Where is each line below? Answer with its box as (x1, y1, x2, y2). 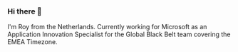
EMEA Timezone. (7, 38, 58, 46)
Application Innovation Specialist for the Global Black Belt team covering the (7, 30, 231, 38)
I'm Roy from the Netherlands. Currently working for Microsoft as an (7, 23, 207, 31)
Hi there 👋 (7, 6, 43, 16)
